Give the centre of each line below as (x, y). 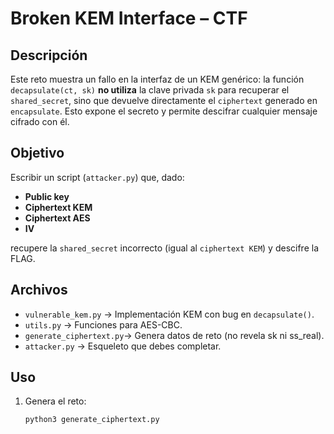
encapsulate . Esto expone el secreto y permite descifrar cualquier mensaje (164, 111)
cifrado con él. (40, 121)
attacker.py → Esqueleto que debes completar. (123, 346)
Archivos (39, 290)
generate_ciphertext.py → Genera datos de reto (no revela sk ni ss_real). (174, 335)
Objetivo (37, 153)
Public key (47, 196)
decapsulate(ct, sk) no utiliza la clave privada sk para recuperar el (150, 90)
